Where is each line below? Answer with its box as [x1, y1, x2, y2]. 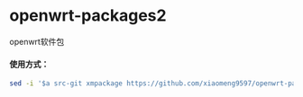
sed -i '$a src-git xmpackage [9, 79, 124, 88]
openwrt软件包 [9, 36, 65, 47]
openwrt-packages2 [9, 5, 167, 26]
